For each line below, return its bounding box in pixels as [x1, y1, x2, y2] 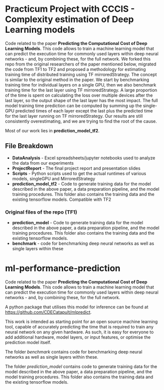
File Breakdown [5, 142, 53, 150]
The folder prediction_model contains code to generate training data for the [5, 363, 158, 369]
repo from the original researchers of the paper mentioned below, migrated [5, 61, 157, 67]
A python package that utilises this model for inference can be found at [5, 304, 148, 310]
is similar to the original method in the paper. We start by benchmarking [5, 77, 149, 83]
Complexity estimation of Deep [5, 14, 134, 25]
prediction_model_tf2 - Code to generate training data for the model [12, 181, 151, 187]
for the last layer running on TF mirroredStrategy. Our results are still [5, 113, 143, 119]
